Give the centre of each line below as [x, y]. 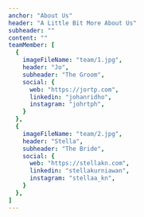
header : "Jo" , [46, 68]
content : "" [28, 38]
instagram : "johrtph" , [67, 104]
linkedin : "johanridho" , [70, 97]
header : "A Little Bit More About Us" [72, 23]
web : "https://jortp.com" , [74, 89]
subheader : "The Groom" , [64, 75]
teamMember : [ [32, 45]
